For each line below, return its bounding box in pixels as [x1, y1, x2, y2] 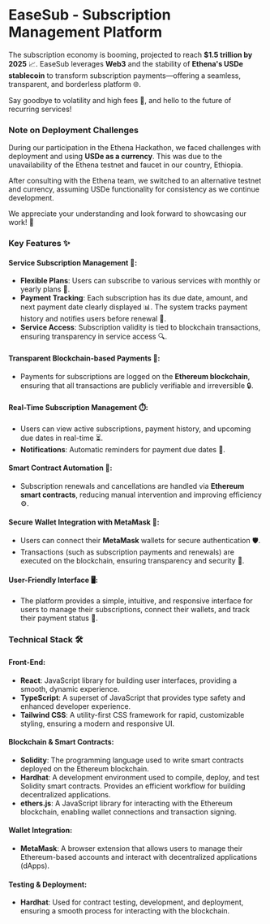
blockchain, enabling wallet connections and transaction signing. [19, 806, 237, 817]
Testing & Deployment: [8, 879, 88, 889]
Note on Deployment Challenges [8, 124, 139, 136]
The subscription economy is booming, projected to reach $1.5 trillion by [8, 50, 253, 59]
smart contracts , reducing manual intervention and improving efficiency [19, 490, 262, 499]
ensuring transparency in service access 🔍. [19, 331, 168, 342]
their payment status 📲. [19, 613, 99, 623]
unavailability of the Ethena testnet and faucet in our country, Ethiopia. [8, 160, 243, 170]
